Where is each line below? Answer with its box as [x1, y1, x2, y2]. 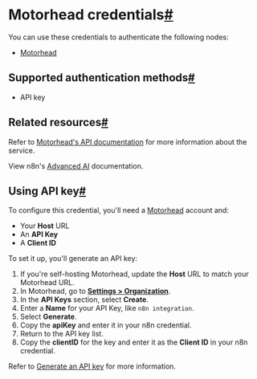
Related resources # [8, 116, 108, 129]
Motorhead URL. [19, 278, 75, 287]
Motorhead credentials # [8, 6, 174, 24]
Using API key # [8, 184, 87, 198]
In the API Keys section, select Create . [19, 295, 149, 304]
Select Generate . [19, 312, 77, 322]
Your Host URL [19, 221, 70, 230]
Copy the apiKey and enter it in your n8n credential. [19, 320, 192, 330]
